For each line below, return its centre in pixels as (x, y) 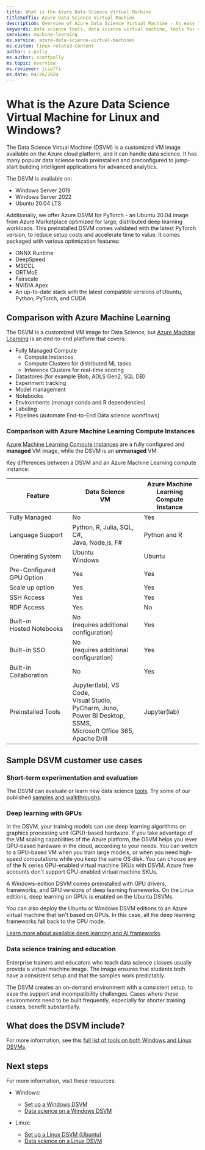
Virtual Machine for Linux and (83, 117)
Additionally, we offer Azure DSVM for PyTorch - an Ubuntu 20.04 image (98, 215)
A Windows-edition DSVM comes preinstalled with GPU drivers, (86, 884)
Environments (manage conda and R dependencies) (81, 402)
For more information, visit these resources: (61, 1081)
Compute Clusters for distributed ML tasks (77, 363)
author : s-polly (27, 52)
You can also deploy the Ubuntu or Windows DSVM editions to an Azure (97, 908)
